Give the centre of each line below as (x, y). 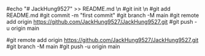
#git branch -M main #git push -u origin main (63, 46)
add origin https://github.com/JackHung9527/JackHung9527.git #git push (100, 22)
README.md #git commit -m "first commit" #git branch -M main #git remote (103, 15)
